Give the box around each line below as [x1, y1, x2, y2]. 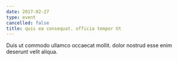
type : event [6, 14, 36, 20]
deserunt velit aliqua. [6, 48, 58, 56]
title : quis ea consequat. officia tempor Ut [6, 25, 121, 32]
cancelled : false [6, 20, 50, 26]
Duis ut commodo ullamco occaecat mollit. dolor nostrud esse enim [6, 42, 172, 49]
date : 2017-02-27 [6, 8, 50, 15]
